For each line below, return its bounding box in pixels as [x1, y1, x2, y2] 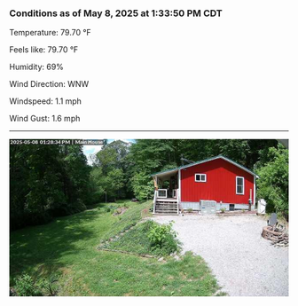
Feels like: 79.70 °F [9, 44, 79, 55]
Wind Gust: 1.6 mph [9, 114, 81, 124]
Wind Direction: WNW [9, 79, 90, 90]
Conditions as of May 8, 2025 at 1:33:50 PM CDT [9, 7, 223, 20]
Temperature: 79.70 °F [9, 27, 91, 38]
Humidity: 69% [9, 61, 65, 73]
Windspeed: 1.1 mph [9, 96, 82, 106]
